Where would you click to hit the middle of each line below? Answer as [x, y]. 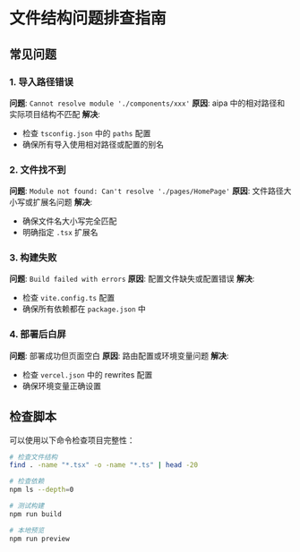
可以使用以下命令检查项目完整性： [72, 440]
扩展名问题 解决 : [62, 202]
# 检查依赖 [27, 481]
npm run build [36, 514]
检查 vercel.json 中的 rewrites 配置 [87, 374]
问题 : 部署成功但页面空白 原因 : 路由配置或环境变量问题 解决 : [119, 355]
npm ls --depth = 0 [42, 490]
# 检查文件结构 [34, 457]
